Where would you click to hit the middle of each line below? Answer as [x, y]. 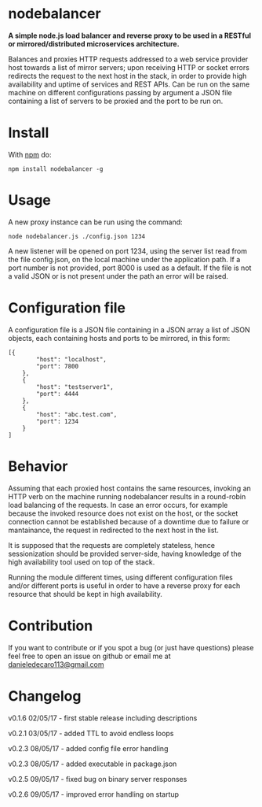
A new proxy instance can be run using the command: [95, 222]
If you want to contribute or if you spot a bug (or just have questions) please [131, 647]
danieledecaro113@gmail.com [56, 664]
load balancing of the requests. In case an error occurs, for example [118, 505]
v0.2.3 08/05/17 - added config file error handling [88, 748]
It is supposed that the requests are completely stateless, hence [112, 545]
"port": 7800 [58, 366]
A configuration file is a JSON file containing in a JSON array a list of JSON [129, 329]
